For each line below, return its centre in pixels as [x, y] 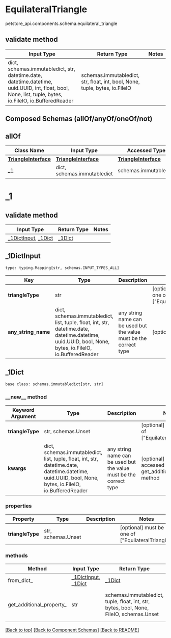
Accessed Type [146, 150]
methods [17, 555]
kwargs [17, 468]
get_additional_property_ [37, 605]
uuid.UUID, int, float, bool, [38, 88]
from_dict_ [20, 580]
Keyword [23, 410]
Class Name [30, 150]
